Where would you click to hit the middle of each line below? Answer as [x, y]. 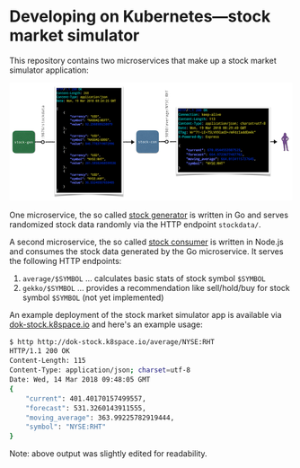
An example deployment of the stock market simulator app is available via [146, 314]
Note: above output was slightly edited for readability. [109, 454]
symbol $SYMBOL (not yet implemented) [93, 297]
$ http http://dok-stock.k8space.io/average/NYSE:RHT [112, 342]
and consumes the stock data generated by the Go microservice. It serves [146, 251]
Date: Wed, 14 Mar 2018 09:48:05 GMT [80, 380]
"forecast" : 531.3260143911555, [86, 408]
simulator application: [49, 70]
